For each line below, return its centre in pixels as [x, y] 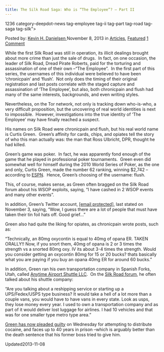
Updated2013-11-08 [25, 344]
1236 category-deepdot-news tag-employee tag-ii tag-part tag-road [74, 23]
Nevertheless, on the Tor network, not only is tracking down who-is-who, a [81, 104]
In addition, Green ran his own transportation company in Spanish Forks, [78, 269]
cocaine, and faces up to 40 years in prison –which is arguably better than [80, 329]
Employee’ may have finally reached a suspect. [52, 119]
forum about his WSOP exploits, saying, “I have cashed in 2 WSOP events [79, 189]
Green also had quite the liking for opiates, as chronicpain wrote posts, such [82, 224]
